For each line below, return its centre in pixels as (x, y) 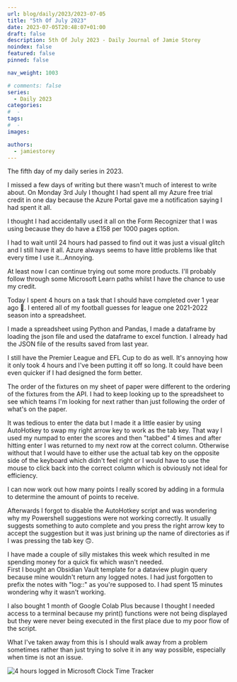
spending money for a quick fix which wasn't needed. (86, 562)
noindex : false (30, 47)
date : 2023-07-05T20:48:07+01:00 (57, 27)
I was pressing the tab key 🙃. (51, 541)
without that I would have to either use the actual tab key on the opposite (114, 453)
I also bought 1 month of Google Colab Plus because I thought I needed (111, 606)
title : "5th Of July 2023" (47, 21)
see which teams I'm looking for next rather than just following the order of (116, 402)
